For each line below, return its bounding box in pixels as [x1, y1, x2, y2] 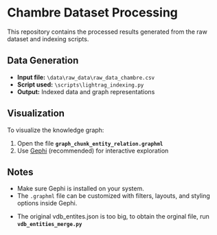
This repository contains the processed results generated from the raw [7, 27, 207, 36]
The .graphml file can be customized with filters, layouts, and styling [16, 192, 211, 200]
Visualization [7, 108, 65, 120]
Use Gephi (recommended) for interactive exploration [16, 146, 169, 155]
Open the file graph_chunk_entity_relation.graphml [16, 139, 163, 147]
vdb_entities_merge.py [16, 221, 82, 228]
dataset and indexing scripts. [7, 34, 89, 43]
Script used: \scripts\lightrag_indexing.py [16, 80, 144, 89]
